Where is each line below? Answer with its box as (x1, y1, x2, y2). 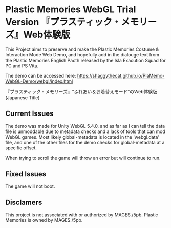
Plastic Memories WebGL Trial (5, 4, 136, 15)
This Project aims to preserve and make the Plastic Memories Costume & (5, 46, 159, 52)
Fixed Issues (5, 169, 47, 178)
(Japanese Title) (5, 94, 40, 101)
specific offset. (5, 145, 37, 151)
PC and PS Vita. (5, 63, 39, 69)
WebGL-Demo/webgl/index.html (5, 78, 73, 84)
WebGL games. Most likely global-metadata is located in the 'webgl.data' (5, 134, 160, 140)
